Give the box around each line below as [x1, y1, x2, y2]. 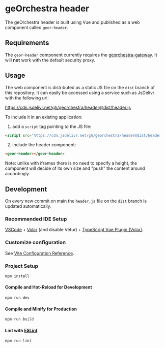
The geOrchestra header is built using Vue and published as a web [5, 19, 140, 25]
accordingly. [5, 171, 30, 177]
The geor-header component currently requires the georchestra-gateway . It [5, 52, 157, 58]
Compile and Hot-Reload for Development [5, 284, 92, 290]
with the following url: [5, 95, 49, 101]
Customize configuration [5, 239, 66, 246]
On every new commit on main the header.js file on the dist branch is [5, 198, 147, 204]
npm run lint [5, 338, 32, 344]
